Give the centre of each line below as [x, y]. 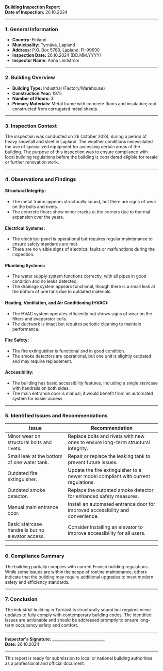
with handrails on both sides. [41, 388]
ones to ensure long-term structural [109, 442]
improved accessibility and [98, 510]
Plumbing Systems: [25, 265]
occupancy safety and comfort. [47, 625]
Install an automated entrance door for [111, 504]
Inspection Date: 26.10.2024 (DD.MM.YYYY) [57, 55]
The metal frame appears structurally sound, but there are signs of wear [84, 202]
